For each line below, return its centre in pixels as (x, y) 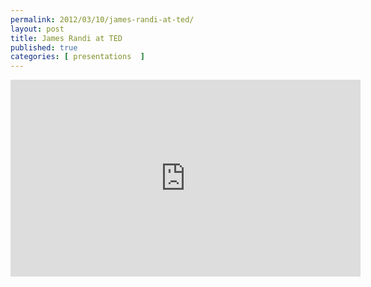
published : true (44, 47)
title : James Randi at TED (66, 38)
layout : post (37, 29)
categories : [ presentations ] (77, 57)
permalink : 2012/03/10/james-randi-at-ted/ (102, 19)
